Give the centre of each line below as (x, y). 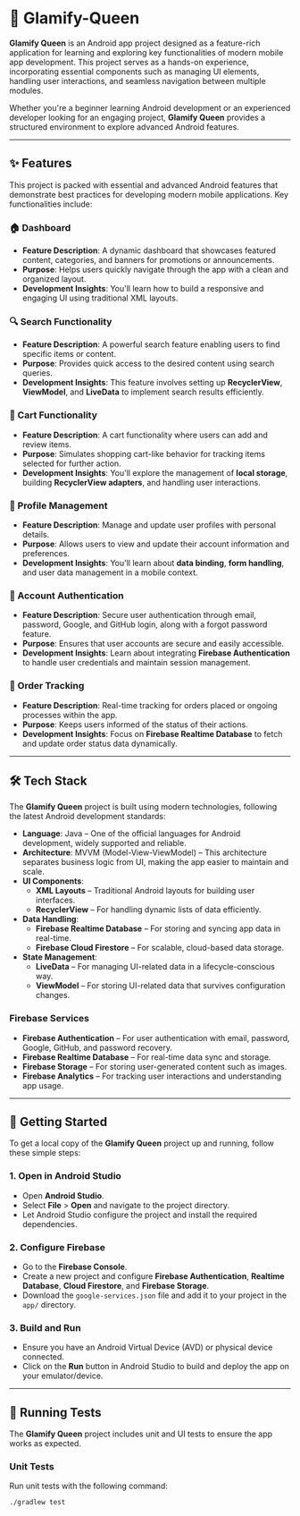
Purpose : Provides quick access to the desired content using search (148, 364)
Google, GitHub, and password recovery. (97, 1047)
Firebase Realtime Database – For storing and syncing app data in (158, 928)
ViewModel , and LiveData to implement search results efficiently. (143, 392)
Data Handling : (50, 919)
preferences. (46, 553)
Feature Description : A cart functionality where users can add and (145, 435)
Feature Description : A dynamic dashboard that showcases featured (149, 250)
